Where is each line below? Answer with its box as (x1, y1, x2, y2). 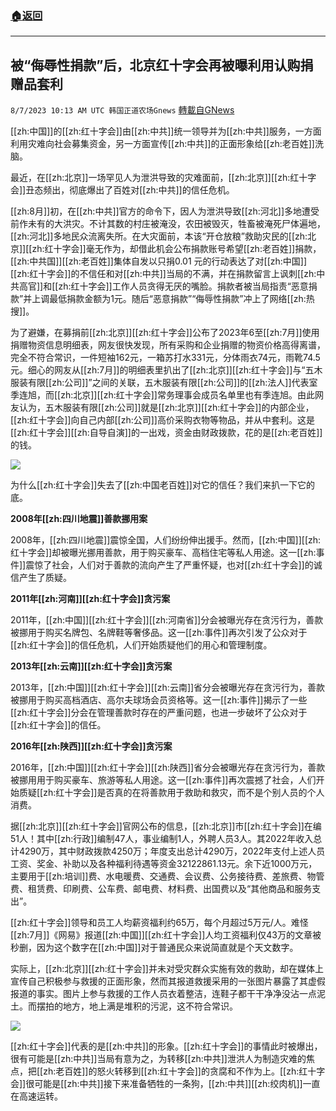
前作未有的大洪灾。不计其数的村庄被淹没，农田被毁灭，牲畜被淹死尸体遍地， (10, 218, 326, 230)
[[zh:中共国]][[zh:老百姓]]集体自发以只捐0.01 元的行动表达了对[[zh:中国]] (10, 255, 308, 267)
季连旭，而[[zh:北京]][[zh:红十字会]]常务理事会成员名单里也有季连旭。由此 (10, 389, 315, 401)
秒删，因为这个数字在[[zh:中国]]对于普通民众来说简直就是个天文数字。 (10, 942, 299, 954)
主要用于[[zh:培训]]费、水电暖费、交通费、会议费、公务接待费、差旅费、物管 (10, 870, 325, 882)
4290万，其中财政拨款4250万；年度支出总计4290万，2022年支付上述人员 (18, 845, 326, 857)
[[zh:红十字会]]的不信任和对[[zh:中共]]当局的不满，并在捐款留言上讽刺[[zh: (10, 268, 317, 280)
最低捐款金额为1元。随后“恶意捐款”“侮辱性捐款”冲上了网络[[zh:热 (49, 293, 315, 305)
